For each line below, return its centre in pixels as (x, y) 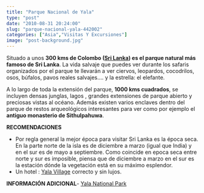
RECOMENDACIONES (34, 127)
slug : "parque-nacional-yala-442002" (55, 29)
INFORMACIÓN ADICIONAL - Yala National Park (66, 184)
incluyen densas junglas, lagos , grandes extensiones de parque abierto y (99, 96)
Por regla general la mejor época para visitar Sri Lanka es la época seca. (107, 139)
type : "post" (23, 18)
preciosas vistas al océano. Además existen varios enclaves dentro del (96, 102)
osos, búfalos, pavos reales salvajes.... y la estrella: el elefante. (86, 78)
